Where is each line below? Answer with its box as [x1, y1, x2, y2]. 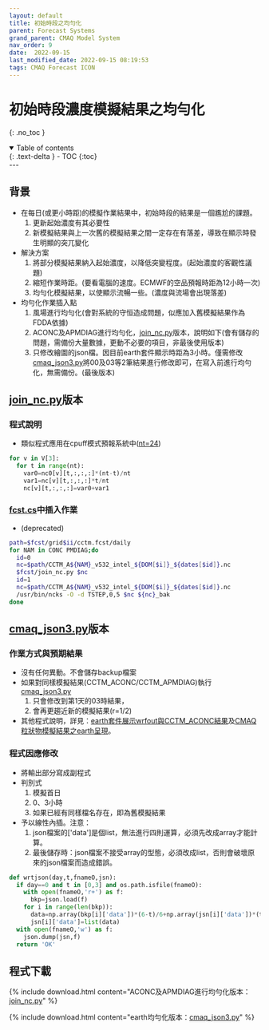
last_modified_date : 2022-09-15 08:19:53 [9, 57, 149, 65]
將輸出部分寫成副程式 [20, 767, 91, 777]
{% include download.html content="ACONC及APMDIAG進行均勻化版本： [9, 987, 251, 996]
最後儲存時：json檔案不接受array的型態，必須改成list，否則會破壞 [32, 847, 248, 857]
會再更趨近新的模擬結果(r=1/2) [32, 706, 133, 715]
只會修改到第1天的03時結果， [32, 696, 129, 706]
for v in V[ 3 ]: [9, 454, 60, 463]
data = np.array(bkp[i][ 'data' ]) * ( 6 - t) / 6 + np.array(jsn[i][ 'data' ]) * [30, 911, 256, 919]
